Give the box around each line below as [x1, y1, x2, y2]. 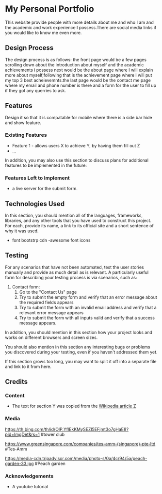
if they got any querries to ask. [5, 87, 66, 93]
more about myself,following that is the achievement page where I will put [5, 72, 152, 78]
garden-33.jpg [5, 461, 34, 466]
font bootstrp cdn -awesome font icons [12, 237, 91, 243]
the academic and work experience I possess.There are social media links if [5, 24, 157, 30]
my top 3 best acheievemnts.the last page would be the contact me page [5, 77, 151, 83]
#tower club [40, 431, 65, 437]
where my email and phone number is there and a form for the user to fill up [5, 82, 157, 88]
